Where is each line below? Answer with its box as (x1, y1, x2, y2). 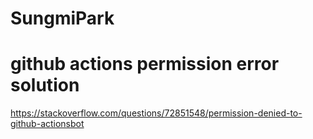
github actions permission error (10, 53, 280, 76)
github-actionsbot (10, 118, 85, 130)
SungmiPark (10, 7, 115, 30)
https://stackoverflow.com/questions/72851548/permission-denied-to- (10, 107, 303, 119)
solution (10, 74, 80, 97)
